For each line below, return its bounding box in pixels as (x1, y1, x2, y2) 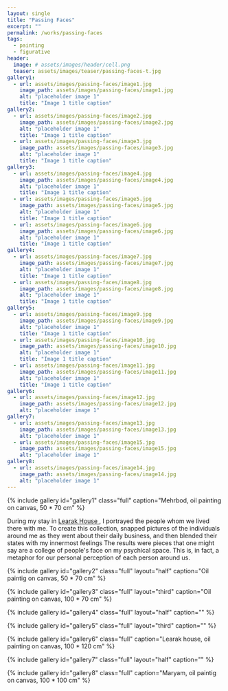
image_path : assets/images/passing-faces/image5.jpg (19, 202, 174, 209)
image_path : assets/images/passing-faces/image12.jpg (19, 401, 176, 407)
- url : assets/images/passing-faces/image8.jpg (13, 279, 152, 286)
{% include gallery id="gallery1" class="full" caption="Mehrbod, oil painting (7, 496, 222, 504)
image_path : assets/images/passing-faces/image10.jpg (19, 343, 176, 350)
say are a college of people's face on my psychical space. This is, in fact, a (7, 546, 220, 554)
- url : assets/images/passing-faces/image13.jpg (13, 419, 155, 427)
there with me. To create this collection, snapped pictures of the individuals (7, 524, 220, 532)
